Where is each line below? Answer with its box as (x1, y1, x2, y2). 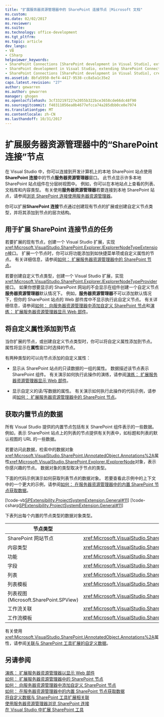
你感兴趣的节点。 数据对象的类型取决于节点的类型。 (5, 465, 109, 471)
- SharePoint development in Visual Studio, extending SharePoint (5, 67, 143, 72)
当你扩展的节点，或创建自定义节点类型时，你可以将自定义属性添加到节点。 (5, 338, 155, 344)
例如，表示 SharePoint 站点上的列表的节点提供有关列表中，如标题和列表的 (5, 430, 154, 436)
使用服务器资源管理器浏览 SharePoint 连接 (5, 700, 89, 706)
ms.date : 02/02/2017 (5, 16, 47, 21)
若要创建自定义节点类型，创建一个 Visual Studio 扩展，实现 (5, 273, 123, 279)
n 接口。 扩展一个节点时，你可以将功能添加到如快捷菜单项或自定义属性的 (5, 250, 150, 256)
